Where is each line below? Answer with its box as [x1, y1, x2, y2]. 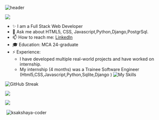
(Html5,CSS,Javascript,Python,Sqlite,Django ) [19, 72, 112, 77]
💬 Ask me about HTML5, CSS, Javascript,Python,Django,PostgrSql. [12, 29, 149, 34]
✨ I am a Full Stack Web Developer [12, 24, 83, 29]
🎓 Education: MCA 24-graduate [12, 42, 79, 48]
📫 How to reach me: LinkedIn [12, 34, 73, 40]
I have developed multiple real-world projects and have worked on [19, 56, 154, 62]
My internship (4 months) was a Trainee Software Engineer [19, 67, 139, 72]
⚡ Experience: [12, 49, 41, 55]
